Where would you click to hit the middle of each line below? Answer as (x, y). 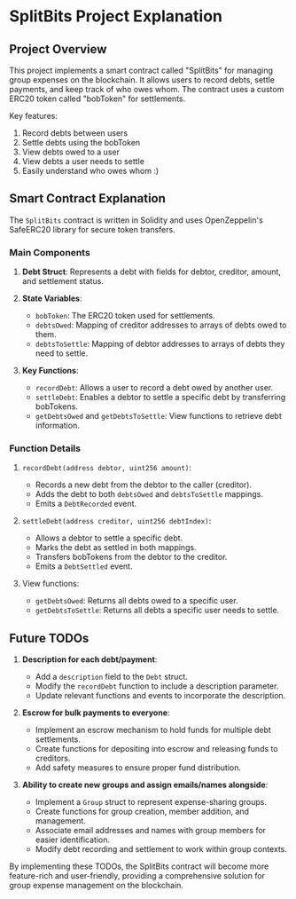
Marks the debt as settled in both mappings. (116, 548)
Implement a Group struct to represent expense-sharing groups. (151, 802)
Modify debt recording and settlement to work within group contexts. (161, 849)
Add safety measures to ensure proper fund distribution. (138, 768)
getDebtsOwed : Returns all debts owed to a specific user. (136, 601)
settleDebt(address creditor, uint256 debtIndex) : (117, 521)
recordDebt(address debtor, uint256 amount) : (107, 468)
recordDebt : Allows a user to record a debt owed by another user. (154, 388)
